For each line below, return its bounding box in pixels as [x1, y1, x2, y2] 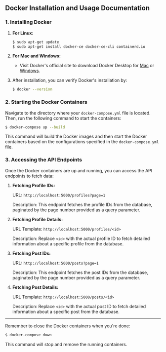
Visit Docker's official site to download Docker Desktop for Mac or [19, 63, 155, 69]
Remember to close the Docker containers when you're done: [5, 323, 130, 329]
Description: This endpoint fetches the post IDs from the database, [12, 269, 148, 275]
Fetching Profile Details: [12, 216, 63, 222]
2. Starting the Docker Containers [5, 99, 88, 106]
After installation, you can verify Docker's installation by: [12, 78, 127, 83]
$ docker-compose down [5, 332, 52, 337]
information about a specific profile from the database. [12, 240, 124, 246]
